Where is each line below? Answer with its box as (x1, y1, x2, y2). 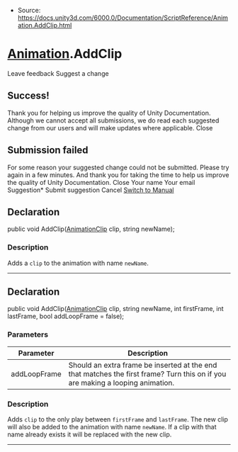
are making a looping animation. (68, 378, 175, 388)
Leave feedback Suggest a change (7, 69, 109, 77)
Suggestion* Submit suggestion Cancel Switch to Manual (7, 186, 174, 194)
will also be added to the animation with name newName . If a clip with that (7, 423, 217, 431)
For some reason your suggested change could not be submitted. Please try (7, 163, 229, 171)
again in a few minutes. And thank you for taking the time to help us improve (7, 170, 229, 179)
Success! (7, 90, 50, 102)
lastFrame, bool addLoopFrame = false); (7, 312, 125, 321)
